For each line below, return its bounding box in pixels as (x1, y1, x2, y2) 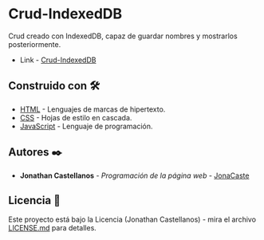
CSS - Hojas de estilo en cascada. (19, 112, 132, 122)
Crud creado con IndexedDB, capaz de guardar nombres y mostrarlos (8, 31, 238, 41)
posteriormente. (8, 39, 61, 49)
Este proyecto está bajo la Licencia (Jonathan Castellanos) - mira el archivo (8, 214, 257, 224)
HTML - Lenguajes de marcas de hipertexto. (19, 104, 166, 114)
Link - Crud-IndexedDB (19, 55, 97, 65)
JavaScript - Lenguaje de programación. (19, 121, 153, 131)
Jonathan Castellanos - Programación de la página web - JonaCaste (19, 171, 250, 180)
